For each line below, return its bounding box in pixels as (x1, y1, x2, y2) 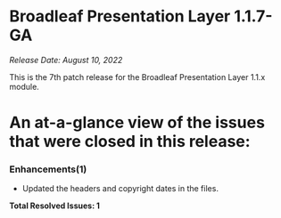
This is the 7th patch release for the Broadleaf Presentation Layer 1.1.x (9, 71, 266, 82)
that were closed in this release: (9, 132, 252, 152)
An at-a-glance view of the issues (9, 113, 266, 133)
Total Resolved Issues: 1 (9, 200, 101, 211)
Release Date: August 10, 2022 (9, 54, 123, 65)
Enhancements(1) (9, 163, 87, 175)
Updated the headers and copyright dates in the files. (21, 183, 219, 194)
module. (9, 81, 40, 92)
